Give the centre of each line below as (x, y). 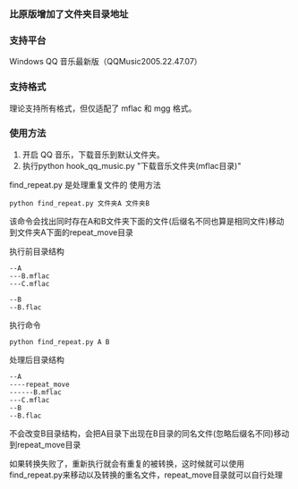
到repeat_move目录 (45, 444)
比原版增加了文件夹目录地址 (69, 13)
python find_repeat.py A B (60, 341)
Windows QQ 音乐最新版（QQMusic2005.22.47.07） (106, 62)
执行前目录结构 (37, 251)
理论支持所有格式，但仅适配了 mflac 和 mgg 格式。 (103, 108)
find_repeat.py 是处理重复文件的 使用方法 (85, 184)
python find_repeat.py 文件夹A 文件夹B (80, 203)
